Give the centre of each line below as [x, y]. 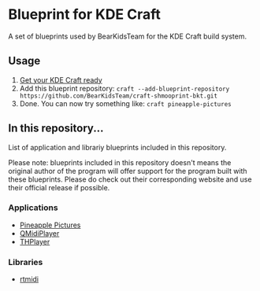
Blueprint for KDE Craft [85, 15]
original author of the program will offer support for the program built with [128, 171]
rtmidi [29, 279]
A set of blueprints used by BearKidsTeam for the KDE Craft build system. [127, 36]
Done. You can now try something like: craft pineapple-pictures [125, 103]
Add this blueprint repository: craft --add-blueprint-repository [124, 88]
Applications [33, 208]
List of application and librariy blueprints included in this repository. [117, 147]
